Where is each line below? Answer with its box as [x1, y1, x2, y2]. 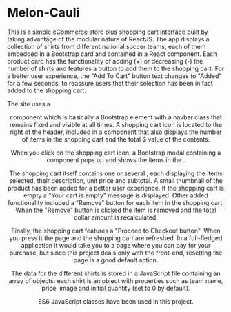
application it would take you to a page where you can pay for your [21, 241, 211, 249]
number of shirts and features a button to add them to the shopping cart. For [7, 64, 225, 72]
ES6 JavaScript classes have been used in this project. [37, 297, 194, 305]
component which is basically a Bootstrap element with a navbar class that [10, 113, 222, 121]
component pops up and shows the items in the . [46, 155, 185, 164]
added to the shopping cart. [7, 86, 86, 95]
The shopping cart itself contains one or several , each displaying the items [9, 169, 223, 177]
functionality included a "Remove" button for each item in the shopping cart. [8, 198, 224, 206]
